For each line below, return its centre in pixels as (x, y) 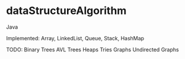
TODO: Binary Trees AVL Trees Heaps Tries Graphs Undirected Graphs (92, 49)
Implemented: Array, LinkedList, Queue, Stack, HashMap (75, 38)
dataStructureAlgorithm (66, 11)
